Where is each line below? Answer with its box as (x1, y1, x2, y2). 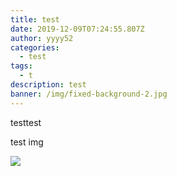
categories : (10, 42, 60, 53)
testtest (10, 116, 42, 128)
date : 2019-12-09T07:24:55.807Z (10, 24, 145, 34)
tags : (10, 61, 33, 71)
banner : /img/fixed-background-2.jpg (10, 89, 168, 99)
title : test (10, 14, 60, 25)
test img (10, 136, 44, 148)
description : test (10, 80, 87, 90)
